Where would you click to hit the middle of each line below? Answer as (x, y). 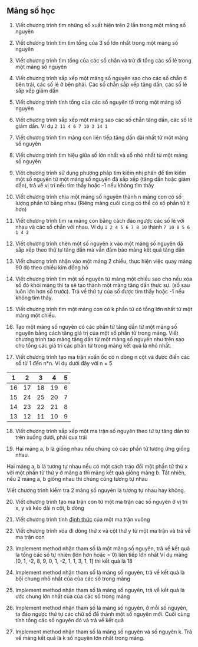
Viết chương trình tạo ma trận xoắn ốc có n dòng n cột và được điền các (103, 356)
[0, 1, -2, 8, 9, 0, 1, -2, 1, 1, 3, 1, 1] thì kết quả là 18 (74, 561)
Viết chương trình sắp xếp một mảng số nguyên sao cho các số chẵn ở (101, 78)
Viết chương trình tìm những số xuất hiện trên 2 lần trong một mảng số (100, 25)
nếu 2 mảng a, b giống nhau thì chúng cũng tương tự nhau (77, 478)
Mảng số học (31, 11)
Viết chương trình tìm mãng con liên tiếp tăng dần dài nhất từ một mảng (102, 137)
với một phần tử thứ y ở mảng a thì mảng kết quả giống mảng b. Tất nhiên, (96, 473)
